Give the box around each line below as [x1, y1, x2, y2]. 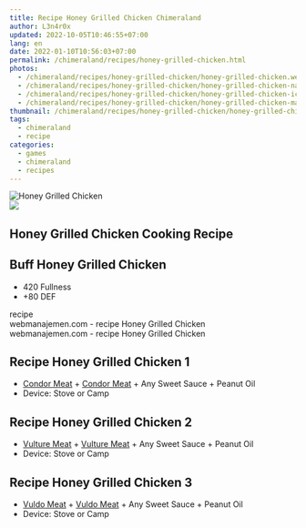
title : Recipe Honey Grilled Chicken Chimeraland [9, 13, 202, 23]
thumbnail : [9, 107, 51, 116]
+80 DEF [22, 290, 56, 301]
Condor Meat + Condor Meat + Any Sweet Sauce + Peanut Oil [22, 379, 256, 390]
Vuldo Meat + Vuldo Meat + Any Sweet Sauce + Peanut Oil [22, 499, 243, 510]
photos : [9, 65, 39, 74]
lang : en [9, 38, 43, 48]
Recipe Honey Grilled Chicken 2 [9, 414, 193, 430]
